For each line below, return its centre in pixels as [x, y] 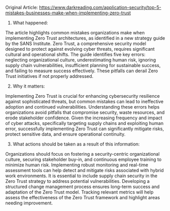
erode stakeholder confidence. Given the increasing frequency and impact [84, 118]
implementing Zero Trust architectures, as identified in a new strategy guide [85, 38]
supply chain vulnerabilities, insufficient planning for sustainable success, [83, 65]
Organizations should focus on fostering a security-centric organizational [82, 154]
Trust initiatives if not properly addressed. [49, 76]
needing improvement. [29, 203]
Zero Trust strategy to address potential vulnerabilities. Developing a [78, 181]
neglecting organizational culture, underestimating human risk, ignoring [81, 60]
